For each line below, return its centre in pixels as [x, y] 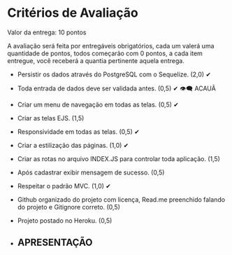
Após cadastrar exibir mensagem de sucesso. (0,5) [91, 172]
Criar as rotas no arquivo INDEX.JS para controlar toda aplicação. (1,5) [118, 158]
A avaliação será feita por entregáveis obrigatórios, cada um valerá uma [111, 46]
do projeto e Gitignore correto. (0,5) [69, 207]
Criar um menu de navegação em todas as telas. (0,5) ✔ [98, 104]
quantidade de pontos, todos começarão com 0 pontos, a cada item [105, 53]
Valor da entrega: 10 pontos [47, 32]
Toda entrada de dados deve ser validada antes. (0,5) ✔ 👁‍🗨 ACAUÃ [117, 88]
